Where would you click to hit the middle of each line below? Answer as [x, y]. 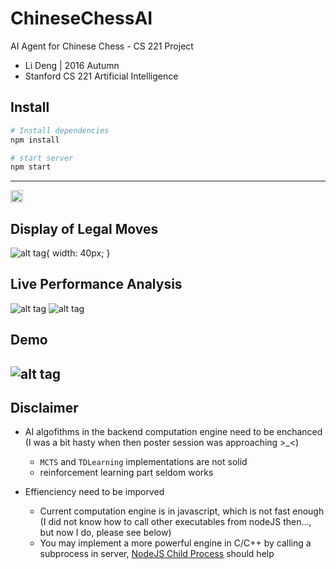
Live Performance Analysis [96, 284]
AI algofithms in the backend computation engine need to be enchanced [173, 432]
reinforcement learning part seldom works [126, 473]
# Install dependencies [60, 130]
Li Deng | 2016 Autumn [72, 65]
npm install [35, 140]
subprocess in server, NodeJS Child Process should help [157, 554]
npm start [31, 167]
